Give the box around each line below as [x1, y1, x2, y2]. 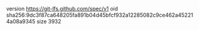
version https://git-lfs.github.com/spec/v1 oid [6, 5, 118, 12]
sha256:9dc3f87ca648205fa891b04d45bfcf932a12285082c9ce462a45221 [6, 11, 194, 19]
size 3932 [36, 18, 61, 25]
